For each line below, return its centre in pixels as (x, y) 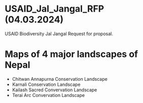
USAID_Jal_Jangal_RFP (55, 9)
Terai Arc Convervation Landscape (48, 95)
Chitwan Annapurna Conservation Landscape (60, 79)
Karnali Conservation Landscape (46, 84)
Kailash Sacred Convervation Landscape (55, 90)
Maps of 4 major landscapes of (71, 54)
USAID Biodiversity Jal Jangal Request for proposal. (59, 33)
